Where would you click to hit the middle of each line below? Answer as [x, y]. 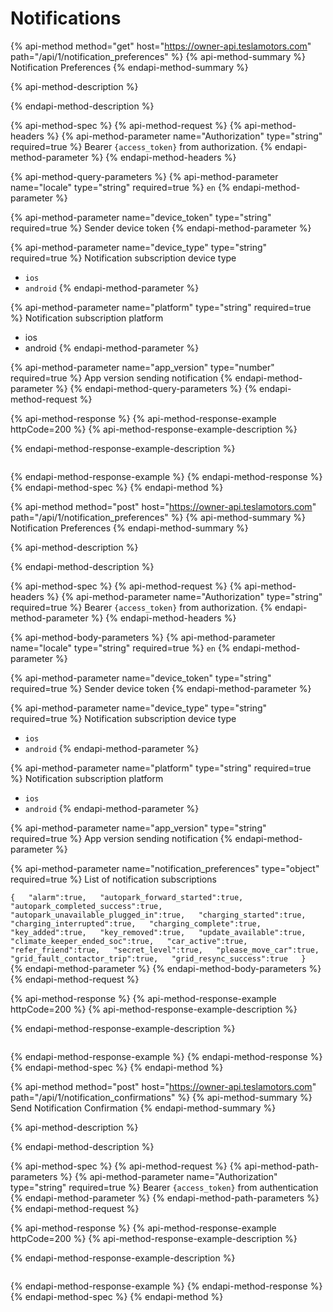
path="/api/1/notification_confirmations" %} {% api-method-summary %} [161, 1097]
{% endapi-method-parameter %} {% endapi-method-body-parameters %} [166, 968]
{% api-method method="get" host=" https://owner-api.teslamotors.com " [161, 46]
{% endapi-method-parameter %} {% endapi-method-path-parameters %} [165, 1198]
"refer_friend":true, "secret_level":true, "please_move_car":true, [165, 950]
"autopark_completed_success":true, [86, 906]
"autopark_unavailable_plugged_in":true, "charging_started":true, [158, 915]
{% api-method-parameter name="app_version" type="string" [138, 828]
